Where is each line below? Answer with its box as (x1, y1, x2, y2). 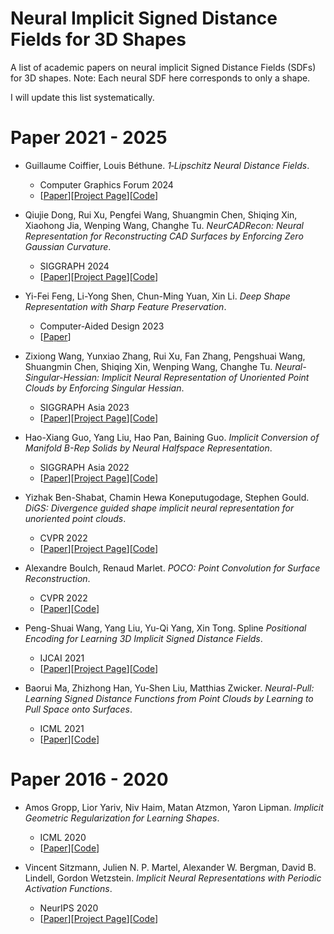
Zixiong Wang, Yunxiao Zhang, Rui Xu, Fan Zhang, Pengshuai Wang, (24, 350, 306, 362)
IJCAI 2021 (39, 652, 85, 664)
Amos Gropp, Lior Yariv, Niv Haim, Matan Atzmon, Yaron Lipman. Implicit (24, 801, 324, 813)
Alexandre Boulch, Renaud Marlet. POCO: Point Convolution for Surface (24, 562, 321, 574)
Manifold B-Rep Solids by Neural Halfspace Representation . (24, 442, 273, 454)
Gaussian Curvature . (24, 240, 112, 252)
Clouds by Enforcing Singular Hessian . (24, 382, 185, 394)
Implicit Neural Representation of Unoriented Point (101, 371, 310, 383)
